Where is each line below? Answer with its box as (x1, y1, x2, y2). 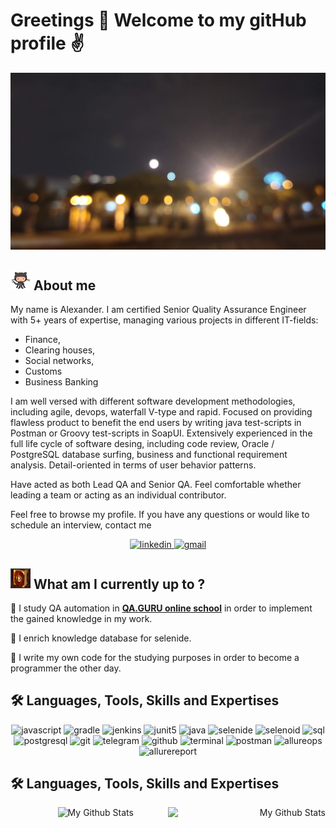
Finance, (24, 334, 62, 346)
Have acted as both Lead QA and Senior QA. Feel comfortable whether (10, 479, 302, 491)
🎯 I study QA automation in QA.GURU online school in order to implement (10, 602, 313, 614)
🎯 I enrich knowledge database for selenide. (10, 632, 192, 644)
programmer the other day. (10, 662, 122, 674)
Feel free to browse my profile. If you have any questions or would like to (10, 509, 310, 521)
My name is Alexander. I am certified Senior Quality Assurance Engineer (10, 304, 307, 316)
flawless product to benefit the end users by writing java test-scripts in (10, 417, 302, 429)
